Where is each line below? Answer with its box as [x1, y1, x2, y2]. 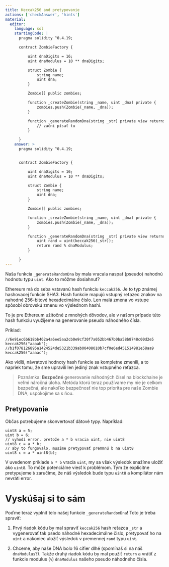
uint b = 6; [5, 433, 30, 438]
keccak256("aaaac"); [5, 350, 49, 355]
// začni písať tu [37, 123, 75, 128]
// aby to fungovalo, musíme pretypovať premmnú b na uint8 [5, 446, 134, 451]
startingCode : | [14, 31, 49, 36]
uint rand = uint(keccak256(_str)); [37, 239, 114, 244]
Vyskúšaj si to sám [5, 493, 86, 504]
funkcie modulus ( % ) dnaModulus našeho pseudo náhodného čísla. [12, 556, 147, 562]
